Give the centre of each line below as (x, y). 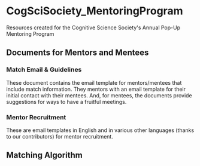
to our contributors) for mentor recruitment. (60, 136)
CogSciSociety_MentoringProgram (95, 11)
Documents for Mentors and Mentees (78, 53)
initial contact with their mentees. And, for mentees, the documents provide (99, 95)
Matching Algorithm (44, 156)
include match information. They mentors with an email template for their (96, 89)
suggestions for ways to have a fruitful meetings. (66, 102)
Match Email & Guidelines (44, 70)
